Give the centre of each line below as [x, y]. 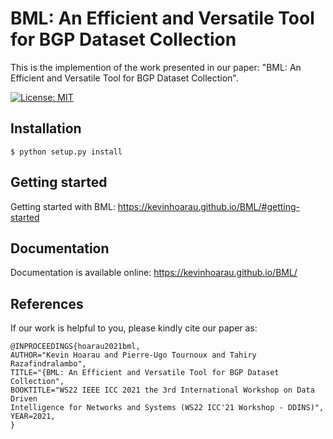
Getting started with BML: [63, 206]
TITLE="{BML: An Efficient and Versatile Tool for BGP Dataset [145, 373]
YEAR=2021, [33, 417]
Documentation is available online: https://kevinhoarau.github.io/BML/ [154, 273]
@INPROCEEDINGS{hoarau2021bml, [75, 347]
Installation [46, 128]
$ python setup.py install [66, 152]
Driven [24, 399]
